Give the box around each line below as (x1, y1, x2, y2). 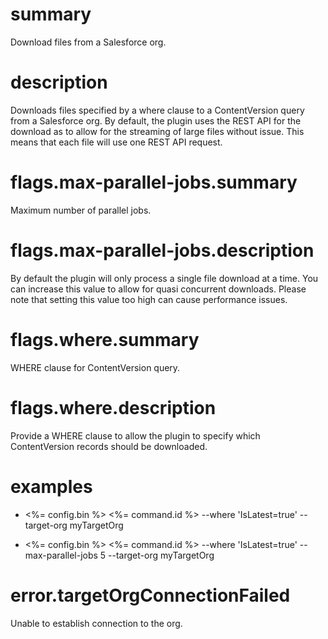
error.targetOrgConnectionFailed (10, 584, 291, 607)
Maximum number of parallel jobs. (10, 204, 152, 216)
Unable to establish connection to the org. (10, 617, 183, 629)
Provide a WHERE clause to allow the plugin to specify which (10, 429, 261, 442)
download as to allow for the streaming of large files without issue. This (10, 125, 305, 137)
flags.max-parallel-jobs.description (10, 239, 315, 262)
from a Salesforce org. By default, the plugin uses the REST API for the (10, 114, 302, 127)
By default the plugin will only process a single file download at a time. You (10, 272, 319, 284)
